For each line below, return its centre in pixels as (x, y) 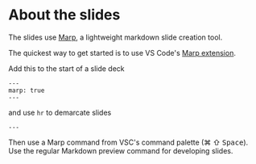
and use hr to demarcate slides (60, 112)
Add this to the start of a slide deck (66, 68)
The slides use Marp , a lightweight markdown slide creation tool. (116, 37)
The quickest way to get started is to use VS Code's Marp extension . (122, 53)
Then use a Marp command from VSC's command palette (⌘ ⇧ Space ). (128, 142)
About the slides (64, 15)
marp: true (27, 90)
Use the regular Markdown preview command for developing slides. (121, 150)
